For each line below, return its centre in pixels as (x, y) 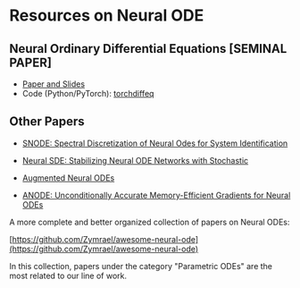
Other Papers (47, 122)
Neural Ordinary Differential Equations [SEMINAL (148, 49)
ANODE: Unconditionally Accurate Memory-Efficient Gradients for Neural (156, 195)
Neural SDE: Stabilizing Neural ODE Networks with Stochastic (135, 160)
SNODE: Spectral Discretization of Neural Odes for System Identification (155, 143)
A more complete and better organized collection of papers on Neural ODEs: (150, 222)
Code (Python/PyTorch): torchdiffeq (88, 93)
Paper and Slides (54, 84)
